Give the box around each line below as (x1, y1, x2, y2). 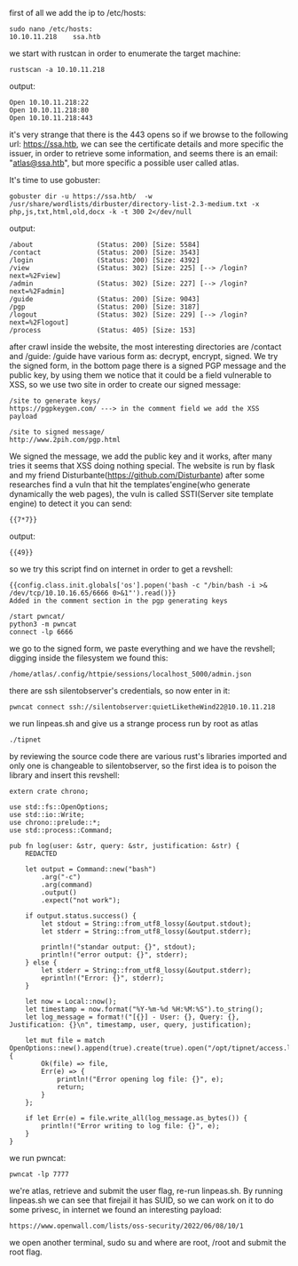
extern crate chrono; (9, 787, 90, 796)
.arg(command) (41, 880, 93, 889)
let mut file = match (25, 1036, 105, 1045)
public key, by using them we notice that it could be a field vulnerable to (9, 370, 272, 381)
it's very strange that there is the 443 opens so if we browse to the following (9, 129, 288, 140)
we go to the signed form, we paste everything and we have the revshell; (9, 644, 276, 653)
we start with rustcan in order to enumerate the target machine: (9, 48, 241, 59)
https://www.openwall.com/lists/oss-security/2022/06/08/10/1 (9, 1222, 244, 1230)
